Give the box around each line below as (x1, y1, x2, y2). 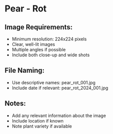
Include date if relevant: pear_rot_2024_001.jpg (11, 85, 109, 91)
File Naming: (4, 66, 45, 75)
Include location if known (11, 118, 64, 124)
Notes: (4, 99, 26, 108)
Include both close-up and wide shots (11, 52, 90, 58)
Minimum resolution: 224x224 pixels (11, 36, 87, 42)
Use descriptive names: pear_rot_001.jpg (11, 79, 96, 85)
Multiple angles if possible (11, 47, 66, 52)
